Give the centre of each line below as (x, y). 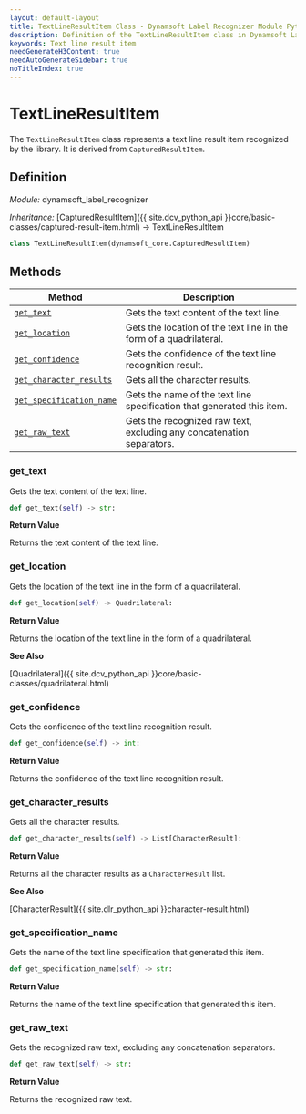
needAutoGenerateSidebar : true (69, 60)
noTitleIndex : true (46, 69)
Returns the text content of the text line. (84, 542)
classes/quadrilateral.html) (59, 683)
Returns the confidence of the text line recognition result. (117, 778)
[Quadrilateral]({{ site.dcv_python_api (80, 673)
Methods (36, 271)
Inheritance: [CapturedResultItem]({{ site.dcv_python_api (116, 217)
